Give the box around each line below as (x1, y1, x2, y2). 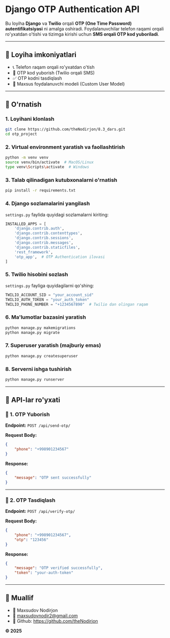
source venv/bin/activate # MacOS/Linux (5, 160, 94, 165)
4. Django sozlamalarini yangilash (5, 200, 90, 207)
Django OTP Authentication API (5, 4, 140, 15)
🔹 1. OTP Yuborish (5, 411, 50, 418)
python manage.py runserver (5, 377, 65, 382)
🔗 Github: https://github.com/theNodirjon (12, 618, 98, 624)
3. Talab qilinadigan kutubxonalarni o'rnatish (5, 176, 117, 183)
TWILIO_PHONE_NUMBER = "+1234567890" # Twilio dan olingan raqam (5, 302, 148, 307)
